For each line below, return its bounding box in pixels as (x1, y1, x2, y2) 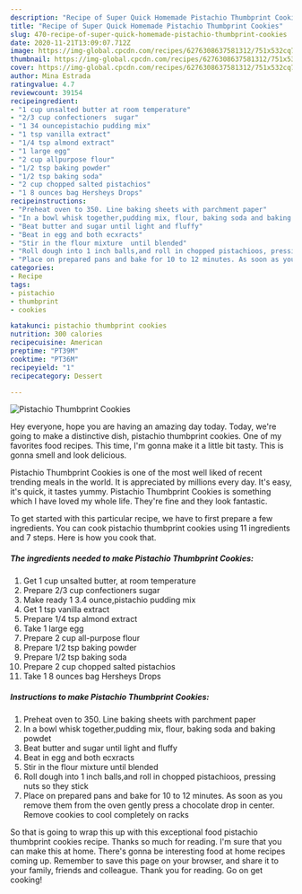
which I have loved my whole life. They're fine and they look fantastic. (10, 495, 268, 507)
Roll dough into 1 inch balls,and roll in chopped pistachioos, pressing (22, 771, 276, 782)
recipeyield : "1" (10, 363, 75, 372)
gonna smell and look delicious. (10, 450, 127, 460)
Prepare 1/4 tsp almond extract (22, 614, 138, 625)
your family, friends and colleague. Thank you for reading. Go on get (10, 865, 263, 876)
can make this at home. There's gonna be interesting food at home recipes (10, 846, 286, 857)
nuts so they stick (22, 781, 89, 792)
